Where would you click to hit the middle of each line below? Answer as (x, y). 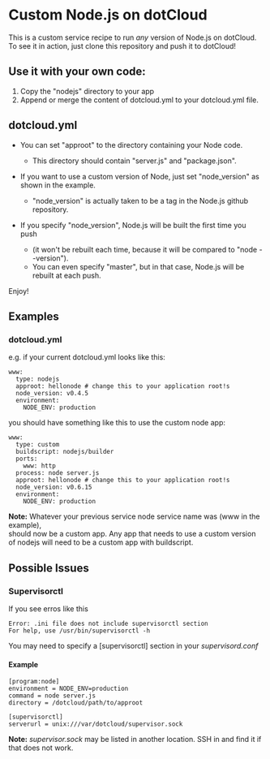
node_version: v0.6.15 (54, 487)
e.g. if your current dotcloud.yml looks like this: (87, 357)
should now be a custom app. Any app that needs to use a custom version (132, 534)
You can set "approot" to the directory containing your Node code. (131, 144)
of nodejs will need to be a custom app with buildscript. (101, 542)
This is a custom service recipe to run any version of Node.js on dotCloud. (133, 37)
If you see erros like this (49, 608)
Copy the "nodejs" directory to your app (87, 91)
